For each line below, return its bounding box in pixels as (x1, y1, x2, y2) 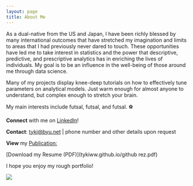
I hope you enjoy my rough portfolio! (6, 162, 94, 169)
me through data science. (6, 67, 68, 75)
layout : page (6, 8, 38, 15)
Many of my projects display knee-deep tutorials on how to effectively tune (6, 79, 187, 86)
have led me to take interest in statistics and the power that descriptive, (6, 49, 178, 56)
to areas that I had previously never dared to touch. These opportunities (6, 42, 180, 50)
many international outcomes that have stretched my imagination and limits (6, 36, 187, 43)
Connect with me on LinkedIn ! (6, 117, 79, 124)
